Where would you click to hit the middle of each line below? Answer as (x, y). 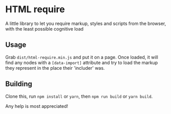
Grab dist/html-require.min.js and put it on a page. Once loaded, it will (82, 57)
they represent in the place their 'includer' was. (55, 68)
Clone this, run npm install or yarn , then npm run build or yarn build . (79, 96)
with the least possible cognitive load (44, 28)
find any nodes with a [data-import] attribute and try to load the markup (82, 63)
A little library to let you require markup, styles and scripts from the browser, (86, 23)
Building (19, 84)
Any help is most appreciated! (37, 106)
